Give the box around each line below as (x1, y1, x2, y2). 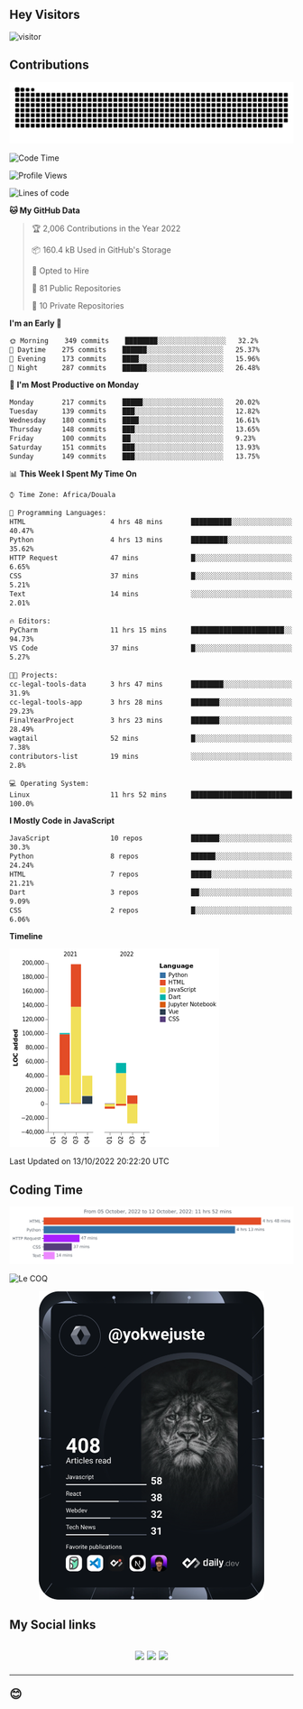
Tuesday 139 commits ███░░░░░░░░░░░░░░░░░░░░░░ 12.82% (9, 407, 260, 416)
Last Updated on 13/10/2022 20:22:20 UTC (9, 1156, 170, 1167)
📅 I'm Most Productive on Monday (9, 379, 140, 391)
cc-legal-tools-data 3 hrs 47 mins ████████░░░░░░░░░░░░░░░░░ (9, 680, 293, 689)
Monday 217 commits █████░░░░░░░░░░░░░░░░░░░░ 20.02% (9, 398, 260, 407)
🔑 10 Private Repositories (31, 300, 124, 311)
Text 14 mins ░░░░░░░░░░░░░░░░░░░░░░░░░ (9, 590, 293, 599)
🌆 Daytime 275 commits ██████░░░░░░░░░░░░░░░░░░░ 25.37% (9, 346, 260, 355)
